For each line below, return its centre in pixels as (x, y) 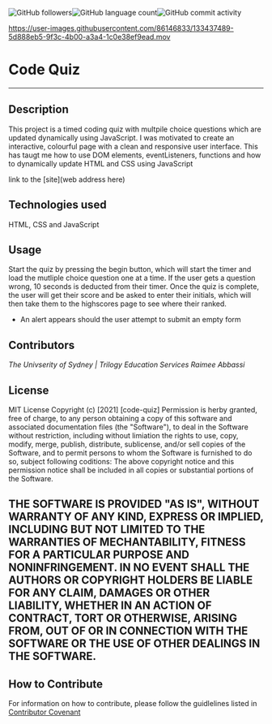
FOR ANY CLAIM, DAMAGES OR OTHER (109, 593)
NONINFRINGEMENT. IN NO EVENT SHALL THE (129, 568)
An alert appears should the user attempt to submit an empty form (130, 320)
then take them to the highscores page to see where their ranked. (117, 304)
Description (38, 110)
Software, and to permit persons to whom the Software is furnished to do (130, 453)
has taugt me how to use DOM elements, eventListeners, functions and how (135, 155)
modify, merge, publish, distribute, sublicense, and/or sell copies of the (127, 444)
